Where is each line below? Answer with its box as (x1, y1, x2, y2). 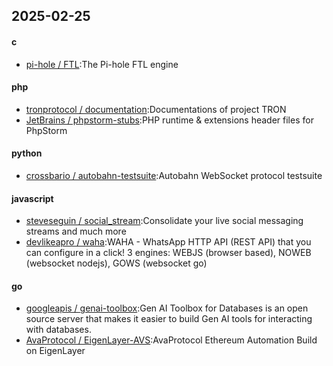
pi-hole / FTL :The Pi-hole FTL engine (25, 58, 179, 70)
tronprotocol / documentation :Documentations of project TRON (25, 103, 287, 115)
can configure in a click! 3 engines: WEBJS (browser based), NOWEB (25, 247, 312, 259)
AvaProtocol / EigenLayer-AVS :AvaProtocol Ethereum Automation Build (25, 334, 318, 346)
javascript (11, 192, 54, 204)
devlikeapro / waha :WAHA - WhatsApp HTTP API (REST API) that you (25, 236, 312, 248)
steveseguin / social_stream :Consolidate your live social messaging (25, 215, 304, 227)
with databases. (25, 324, 92, 336)
